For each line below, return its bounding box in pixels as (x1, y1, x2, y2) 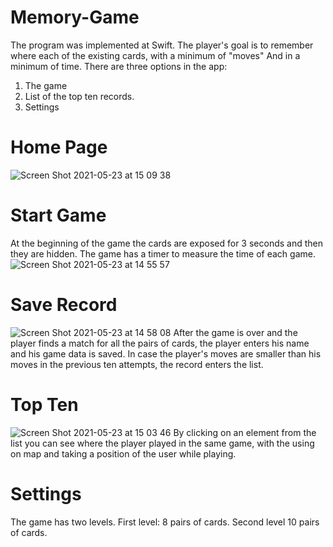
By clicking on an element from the (173, 426, 317, 438)
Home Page (10, 136, 108, 159)
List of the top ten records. (24, 90, 135, 102)
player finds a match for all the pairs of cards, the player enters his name (10, 337, 310, 349)
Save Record (10, 294, 118, 316)
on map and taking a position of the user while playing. (10, 447, 237, 460)
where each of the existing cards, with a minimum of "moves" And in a (10, 49, 301, 61)
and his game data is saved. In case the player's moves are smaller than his (10, 347, 322, 360)
